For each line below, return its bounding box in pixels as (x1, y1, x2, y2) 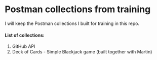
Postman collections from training (5, 4, 151, 15)
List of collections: (5, 32, 45, 38)
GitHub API (12, 43, 35, 49)
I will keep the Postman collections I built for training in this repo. (5, 20, 140, 26)
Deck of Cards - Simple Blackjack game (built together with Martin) (12, 49, 152, 55)
